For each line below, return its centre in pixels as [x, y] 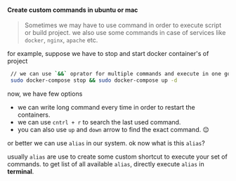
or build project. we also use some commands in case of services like [125, 33]
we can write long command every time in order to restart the [106, 107]
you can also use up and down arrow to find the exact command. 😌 [113, 129]
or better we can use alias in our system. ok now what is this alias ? [106, 143]
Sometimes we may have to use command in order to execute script [123, 25]
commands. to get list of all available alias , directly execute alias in [106, 164]
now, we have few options [45, 94]
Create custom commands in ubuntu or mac [73, 10]
